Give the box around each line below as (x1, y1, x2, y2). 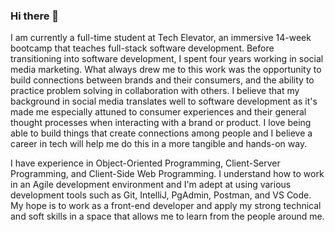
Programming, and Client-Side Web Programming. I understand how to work (10, 168, 325, 180)
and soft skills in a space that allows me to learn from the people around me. (10, 210, 325, 223)
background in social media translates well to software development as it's (10, 95, 318, 108)
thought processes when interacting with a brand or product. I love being (10, 117, 312, 129)
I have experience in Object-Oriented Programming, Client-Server (10, 157, 281, 169)
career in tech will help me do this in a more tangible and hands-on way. (10, 138, 308, 150)
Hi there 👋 (10, 9, 60, 23)
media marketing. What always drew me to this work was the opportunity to (10, 64, 322, 76)
